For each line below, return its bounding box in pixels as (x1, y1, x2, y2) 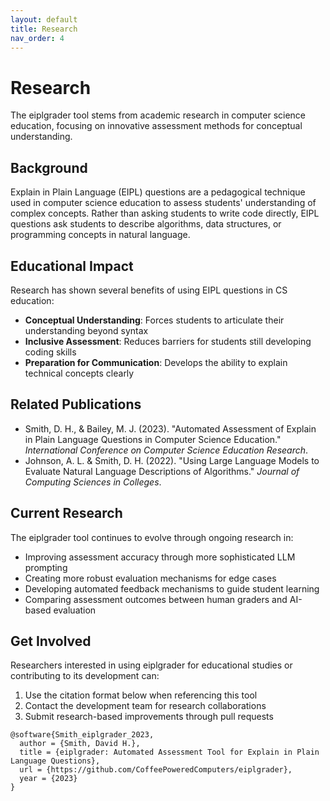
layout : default (10, 14, 78, 25)
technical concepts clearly (24, 367, 135, 379)
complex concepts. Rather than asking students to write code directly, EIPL (10, 207, 320, 220)
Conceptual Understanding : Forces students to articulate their (24, 314, 285, 326)
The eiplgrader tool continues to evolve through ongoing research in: (10, 531, 294, 543)
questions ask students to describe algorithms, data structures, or (10, 218, 282, 230)
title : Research (10, 24, 78, 34)
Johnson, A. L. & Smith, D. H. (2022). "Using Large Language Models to (24, 454, 320, 466)
